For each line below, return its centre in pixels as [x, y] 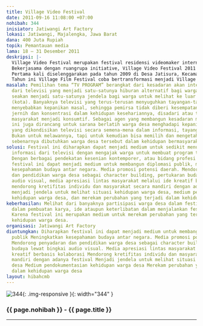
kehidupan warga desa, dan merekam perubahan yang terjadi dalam [96, 198]
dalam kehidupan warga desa [47, 271]
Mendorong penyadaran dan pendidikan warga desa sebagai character [98, 243]
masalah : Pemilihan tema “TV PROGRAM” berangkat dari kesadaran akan [96, 85]
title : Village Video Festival [46, 12]
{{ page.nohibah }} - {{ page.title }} [59, 310]
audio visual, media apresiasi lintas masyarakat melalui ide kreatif [102, 181]
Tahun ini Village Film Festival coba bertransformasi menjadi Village [104, 79]
